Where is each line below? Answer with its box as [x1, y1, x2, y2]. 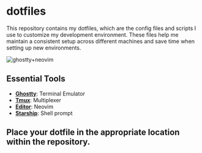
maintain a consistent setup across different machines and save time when [6, 37, 195, 45]
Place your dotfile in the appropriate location [6, 127, 180, 138]
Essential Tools [6, 73, 65, 84]
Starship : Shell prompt [15, 109, 73, 117]
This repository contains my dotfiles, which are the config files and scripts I [6, 24, 196, 32]
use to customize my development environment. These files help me [6, 31, 179, 38]
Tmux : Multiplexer [15, 96, 62, 103]
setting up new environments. [6, 44, 81, 51]
